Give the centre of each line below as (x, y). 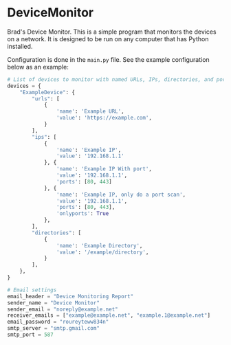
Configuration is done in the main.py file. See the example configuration (108, 59)
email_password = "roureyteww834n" (58, 322)
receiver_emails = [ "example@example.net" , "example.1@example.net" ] (109, 315)
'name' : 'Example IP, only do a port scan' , (121, 194)
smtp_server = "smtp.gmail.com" (53, 329)
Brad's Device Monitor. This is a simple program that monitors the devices (112, 32)
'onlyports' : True (82, 214)
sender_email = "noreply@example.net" (63, 309)
